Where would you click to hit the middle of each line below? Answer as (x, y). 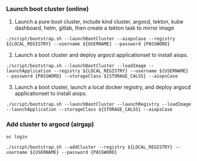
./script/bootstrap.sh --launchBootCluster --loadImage (76, 66)
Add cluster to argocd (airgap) (50, 124)
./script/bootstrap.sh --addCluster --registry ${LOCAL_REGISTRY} (89, 147)
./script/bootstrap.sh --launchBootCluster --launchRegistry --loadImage (99, 104)
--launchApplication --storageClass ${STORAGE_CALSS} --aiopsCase (89, 110)
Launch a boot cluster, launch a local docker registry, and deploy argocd (103, 87)
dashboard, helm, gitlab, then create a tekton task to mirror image (94, 28)
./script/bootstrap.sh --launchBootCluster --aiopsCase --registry (91, 39)
